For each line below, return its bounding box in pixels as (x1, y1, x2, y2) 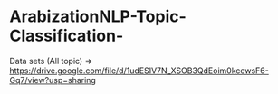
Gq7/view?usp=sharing (9, 74, 97, 85)
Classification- (9, 25, 124, 46)
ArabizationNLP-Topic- (9, 6, 187, 27)
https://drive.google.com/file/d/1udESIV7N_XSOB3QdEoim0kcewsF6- (9, 65, 269, 76)
